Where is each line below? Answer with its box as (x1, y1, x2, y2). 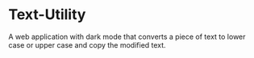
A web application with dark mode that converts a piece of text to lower (8, 32, 246, 41)
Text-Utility (8, 6, 86, 24)
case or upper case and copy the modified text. (8, 40, 167, 49)
